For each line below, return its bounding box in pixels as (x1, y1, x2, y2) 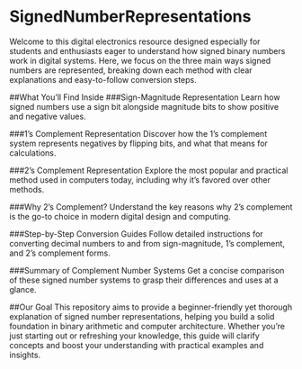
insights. (9, 349, 41, 360)
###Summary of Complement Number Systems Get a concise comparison (9, 265, 285, 275)
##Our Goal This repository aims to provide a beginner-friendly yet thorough (9, 301, 293, 312)
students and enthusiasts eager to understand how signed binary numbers (9, 45, 286, 56)
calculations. (9, 147, 57, 158)
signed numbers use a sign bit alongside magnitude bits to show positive (9, 101, 280, 112)
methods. (9, 184, 45, 194)
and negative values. (9, 111, 87, 121)
